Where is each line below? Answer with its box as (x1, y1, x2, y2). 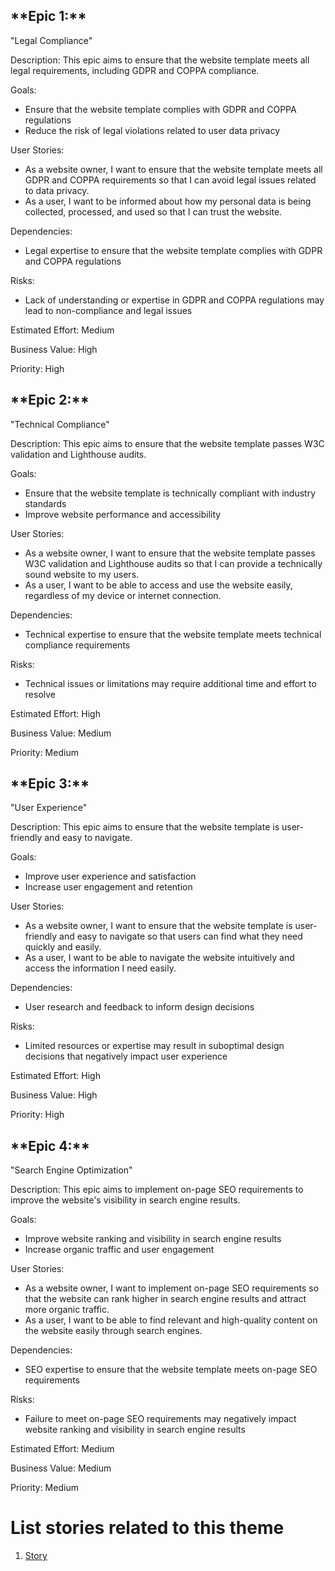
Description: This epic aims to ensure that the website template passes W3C (10, 437, 325, 449)
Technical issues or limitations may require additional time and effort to (24, 677, 317, 689)
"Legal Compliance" (10, 34, 93, 46)
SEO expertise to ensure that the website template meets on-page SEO (24, 1364, 318, 1376)
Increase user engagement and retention (24, 881, 193, 893)
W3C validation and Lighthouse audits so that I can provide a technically (24, 557, 323, 569)
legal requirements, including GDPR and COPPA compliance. (10, 64, 260, 76)
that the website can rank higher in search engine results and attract (24, 1293, 307, 1305)
